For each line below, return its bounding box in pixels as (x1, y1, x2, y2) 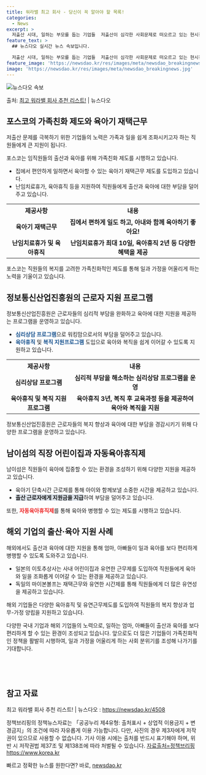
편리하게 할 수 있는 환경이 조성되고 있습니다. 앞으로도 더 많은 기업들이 (6, 629, 172, 637)
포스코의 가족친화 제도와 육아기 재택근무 (6, 116, 148, 127)
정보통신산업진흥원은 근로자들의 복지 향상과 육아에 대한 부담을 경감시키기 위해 (6, 420, 192, 428)
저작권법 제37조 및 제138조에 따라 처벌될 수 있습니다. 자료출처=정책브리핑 (19, 742, 195, 749)
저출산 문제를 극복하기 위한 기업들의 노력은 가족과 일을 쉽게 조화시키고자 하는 (6, 133, 190, 141)
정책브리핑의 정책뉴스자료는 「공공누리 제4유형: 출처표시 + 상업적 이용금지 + (6, 718, 189, 726)
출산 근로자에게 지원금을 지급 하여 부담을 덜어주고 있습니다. (15, 494, 154, 501)
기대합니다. (6, 645, 33, 652)
